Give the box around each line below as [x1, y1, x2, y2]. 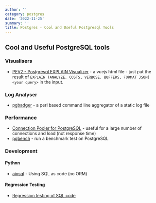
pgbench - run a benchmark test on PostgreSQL [12, 135, 109, 141]
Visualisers [5, 58, 33, 65]
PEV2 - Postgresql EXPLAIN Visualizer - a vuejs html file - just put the [12, 68, 152, 74]
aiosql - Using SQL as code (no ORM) [12, 170, 87, 176]
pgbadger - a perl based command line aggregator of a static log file [12, 102, 150, 108]
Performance [5, 115, 37, 121]
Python [5, 160, 20, 166]
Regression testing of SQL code [12, 192, 76, 198]
